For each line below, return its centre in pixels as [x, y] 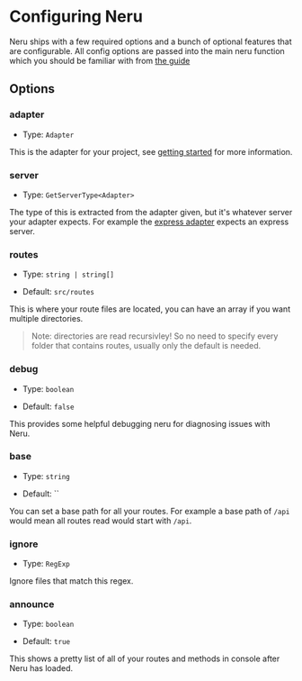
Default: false [48, 406]
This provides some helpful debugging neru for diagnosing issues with [140, 423]
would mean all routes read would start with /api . [101, 521]
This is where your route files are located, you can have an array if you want [150, 309]
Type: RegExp [46, 564]
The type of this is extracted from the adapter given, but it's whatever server [151, 212]
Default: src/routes [58, 292]
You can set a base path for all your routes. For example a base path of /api [150, 511]
